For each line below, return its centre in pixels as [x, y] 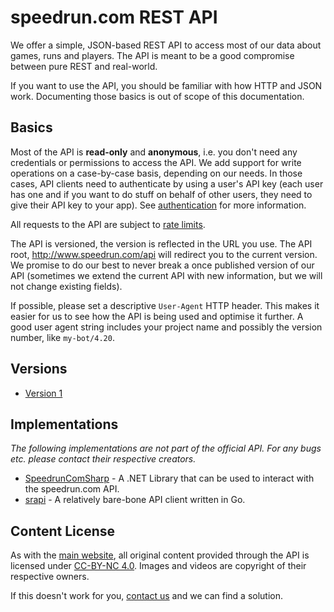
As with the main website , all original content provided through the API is [160, 555]
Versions [39, 369]
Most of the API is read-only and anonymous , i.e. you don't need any [154, 152]
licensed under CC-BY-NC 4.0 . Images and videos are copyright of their [158, 566]
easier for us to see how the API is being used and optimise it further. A [157, 316]
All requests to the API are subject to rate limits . [108, 224]
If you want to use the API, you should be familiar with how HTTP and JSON [166, 85]
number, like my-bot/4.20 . [62, 337]
